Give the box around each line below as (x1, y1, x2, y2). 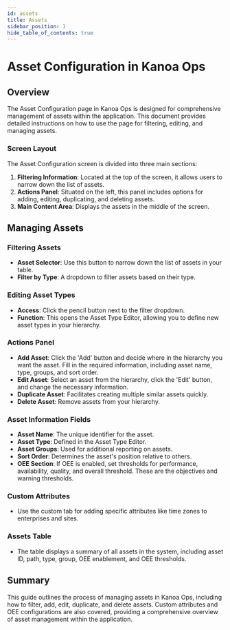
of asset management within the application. (7, 615, 133, 623)
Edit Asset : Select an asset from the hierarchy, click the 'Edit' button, (16, 375, 213, 383)
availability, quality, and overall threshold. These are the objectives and (16, 467, 218, 476)
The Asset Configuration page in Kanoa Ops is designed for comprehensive (7, 105, 221, 113)
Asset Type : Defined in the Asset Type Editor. (16, 438, 147, 446)
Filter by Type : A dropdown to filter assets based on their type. (16, 273, 196, 281)
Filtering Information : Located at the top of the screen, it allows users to (16, 173, 223, 181)
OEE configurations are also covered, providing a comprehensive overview (7, 607, 218, 616)
